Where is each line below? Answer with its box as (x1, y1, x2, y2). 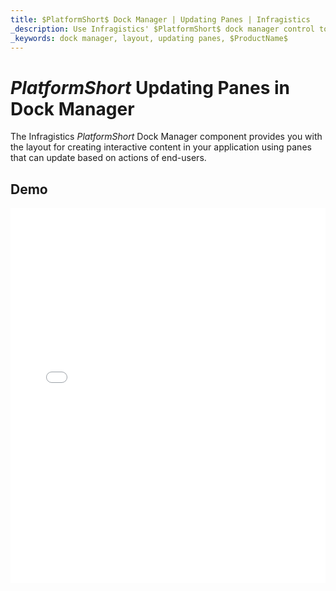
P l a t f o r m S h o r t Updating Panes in (10, 76, 291, 99)
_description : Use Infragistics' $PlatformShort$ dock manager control (10, 24, 315, 34)
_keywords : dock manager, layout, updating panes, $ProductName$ (10, 33, 288, 43)
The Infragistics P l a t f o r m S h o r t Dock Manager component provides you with (10, 131, 323, 143)
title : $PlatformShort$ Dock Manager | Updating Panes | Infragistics (10, 14, 311, 25)
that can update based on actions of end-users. (10, 152, 207, 164)
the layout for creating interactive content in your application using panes (10, 141, 312, 153)
